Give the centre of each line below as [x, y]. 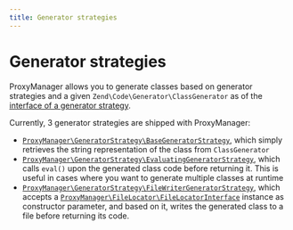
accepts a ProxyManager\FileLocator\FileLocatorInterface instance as [153, 196]
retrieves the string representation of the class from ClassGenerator [146, 149]
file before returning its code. [76, 216]
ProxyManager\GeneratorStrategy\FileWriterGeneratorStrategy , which [151, 187]
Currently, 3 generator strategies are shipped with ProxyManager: [130, 122]
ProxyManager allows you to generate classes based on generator [131, 86]
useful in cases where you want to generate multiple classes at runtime [153, 177]
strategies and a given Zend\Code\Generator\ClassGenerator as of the [136, 95]
